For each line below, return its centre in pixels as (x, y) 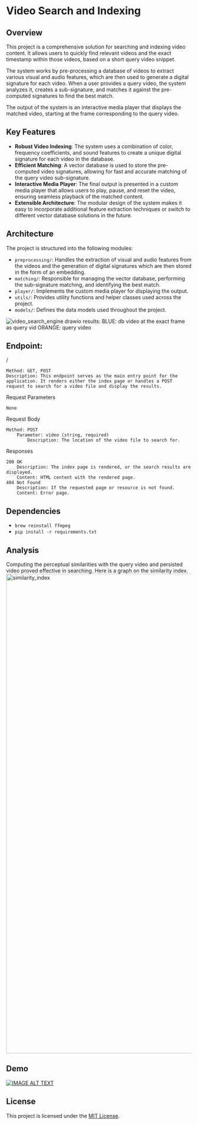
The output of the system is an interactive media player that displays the (94, 107)
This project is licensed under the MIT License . (63, 1116)
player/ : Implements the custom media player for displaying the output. (101, 291)
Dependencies (33, 511)
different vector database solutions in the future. (73, 215)
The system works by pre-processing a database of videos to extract (90, 71)
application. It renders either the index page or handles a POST (89, 381)
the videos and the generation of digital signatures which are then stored (103, 266)
